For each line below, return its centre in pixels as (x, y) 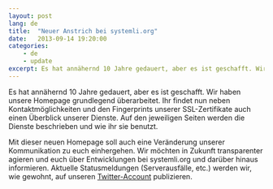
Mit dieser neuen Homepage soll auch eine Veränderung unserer (117, 142)
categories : (28, 46)
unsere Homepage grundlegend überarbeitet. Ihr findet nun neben (119, 100)
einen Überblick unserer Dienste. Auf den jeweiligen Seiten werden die (127, 118)
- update (38, 62)
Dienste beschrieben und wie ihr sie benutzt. (83, 126)
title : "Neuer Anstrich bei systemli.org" (83, 31)
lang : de (23, 24)
